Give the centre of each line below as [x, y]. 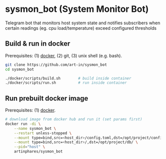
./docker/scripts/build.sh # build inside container [68, 78]
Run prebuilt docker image [47, 98]
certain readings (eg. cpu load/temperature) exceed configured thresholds [81, 28]
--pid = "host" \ [30, 147]
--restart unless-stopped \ [43, 133]
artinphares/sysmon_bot [39, 152]
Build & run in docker [38, 44]
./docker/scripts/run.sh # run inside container [66, 83]
